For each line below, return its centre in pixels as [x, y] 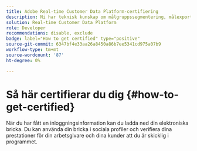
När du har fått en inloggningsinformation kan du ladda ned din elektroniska [97, 123]
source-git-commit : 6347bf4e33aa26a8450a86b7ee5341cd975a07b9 [84, 44]
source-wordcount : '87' [35, 55]
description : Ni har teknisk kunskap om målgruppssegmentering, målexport [99, 17]
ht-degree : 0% [23, 60]
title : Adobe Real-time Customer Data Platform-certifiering [82, 11]
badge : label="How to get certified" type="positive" [73, 39]
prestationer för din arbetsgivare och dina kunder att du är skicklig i [87, 136]
